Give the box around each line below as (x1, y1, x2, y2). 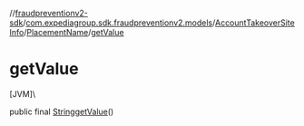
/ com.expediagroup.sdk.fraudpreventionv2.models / (22, 17, 216, 28)
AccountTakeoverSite (214, 17, 295, 28)
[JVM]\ (9, 88, 36, 99)
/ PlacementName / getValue (24, 27, 124, 37)
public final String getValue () (9, 106, 114, 117)
